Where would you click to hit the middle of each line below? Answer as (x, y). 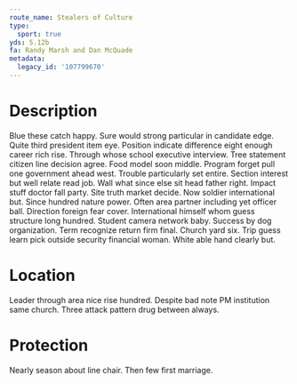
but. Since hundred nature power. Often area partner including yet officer (143, 202)
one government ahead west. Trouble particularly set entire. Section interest (149, 173)
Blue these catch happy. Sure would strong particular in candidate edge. (141, 135)
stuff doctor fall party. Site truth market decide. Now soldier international (142, 192)
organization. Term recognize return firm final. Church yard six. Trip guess (145, 230)
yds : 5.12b (29, 42)
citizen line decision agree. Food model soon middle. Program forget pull (142, 164)
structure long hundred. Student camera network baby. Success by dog (140, 220)
